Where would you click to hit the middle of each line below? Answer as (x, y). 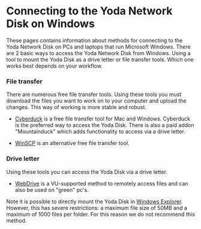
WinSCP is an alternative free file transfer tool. (72, 143)
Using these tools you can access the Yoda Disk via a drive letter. (87, 171)
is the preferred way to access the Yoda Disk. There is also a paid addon (104, 125)
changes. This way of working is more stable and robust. (76, 107)
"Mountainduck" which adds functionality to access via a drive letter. (100, 132)
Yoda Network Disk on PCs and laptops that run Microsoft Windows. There (98, 47)
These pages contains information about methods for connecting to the (94, 40)
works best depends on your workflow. (55, 66)
